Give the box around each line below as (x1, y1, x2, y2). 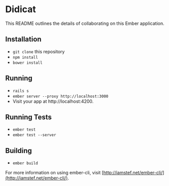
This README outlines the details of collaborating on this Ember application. (5, 20, 164, 26)
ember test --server (12, 133, 56, 138)
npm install (12, 55, 38, 60)
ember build (12, 161, 38, 166)
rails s (12, 88, 29, 93)
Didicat (5, 4, 37, 15)
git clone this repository (12, 48, 65, 54)
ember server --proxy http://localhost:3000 (12, 94, 109, 99)
